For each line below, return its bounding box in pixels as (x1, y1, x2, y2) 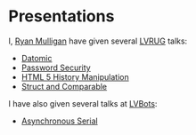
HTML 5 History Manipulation (20, 71, 130, 82)
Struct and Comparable (20, 81, 108, 91)
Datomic (20, 52, 53, 63)
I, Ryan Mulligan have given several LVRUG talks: (8, 36, 188, 46)
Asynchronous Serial (20, 115, 99, 126)
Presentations (8, 6, 115, 27)
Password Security (20, 62, 91, 73)
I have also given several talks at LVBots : (8, 98, 158, 108)
